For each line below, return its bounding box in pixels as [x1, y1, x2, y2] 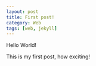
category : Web [6, 20, 42, 26]
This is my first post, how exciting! [6, 53, 91, 60]
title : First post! [6, 14, 55, 20]
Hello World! [6, 42, 37, 49]
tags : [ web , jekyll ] [6, 25, 58, 32]
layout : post [6, 8, 39, 15]
